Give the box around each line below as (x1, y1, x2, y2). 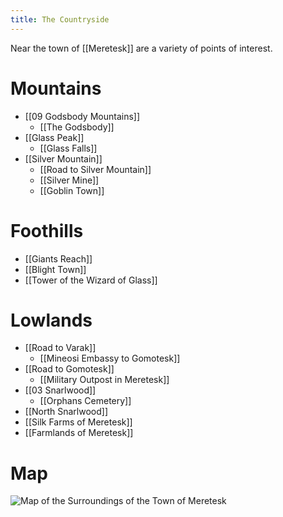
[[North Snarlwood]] (24, 406, 109, 418)
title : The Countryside (10, 14, 110, 25)
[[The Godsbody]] (39, 121, 115, 133)
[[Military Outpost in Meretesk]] (39, 374, 170, 386)
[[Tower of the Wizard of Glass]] (24, 274, 158, 286)
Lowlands (10, 309, 93, 331)
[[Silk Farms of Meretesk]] (24, 416, 133, 428)
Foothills (10, 219, 84, 242)
